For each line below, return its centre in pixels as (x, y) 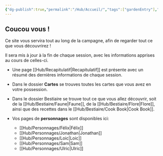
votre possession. (30, 90)
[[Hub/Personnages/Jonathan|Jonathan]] (60, 133)
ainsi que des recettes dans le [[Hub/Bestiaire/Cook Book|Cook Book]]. (83, 109)
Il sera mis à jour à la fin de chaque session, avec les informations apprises (80, 55)
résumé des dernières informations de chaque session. (67, 75)
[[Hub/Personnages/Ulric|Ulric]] (51, 149)
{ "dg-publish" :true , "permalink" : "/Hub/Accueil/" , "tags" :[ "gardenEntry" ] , (81, 9)
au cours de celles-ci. (27, 61)
